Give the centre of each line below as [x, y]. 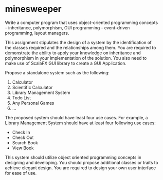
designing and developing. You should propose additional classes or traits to [81, 162]
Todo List [21, 98]
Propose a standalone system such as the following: [57, 72]
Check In [21, 132]
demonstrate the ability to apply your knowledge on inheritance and [73, 53]
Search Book [25, 142]
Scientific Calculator [32, 87]
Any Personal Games [33, 103]
